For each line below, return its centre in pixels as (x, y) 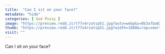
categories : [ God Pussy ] (33, 19)
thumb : (12, 28)
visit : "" (15, 32)
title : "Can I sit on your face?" (41, 10)
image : (12, 23)
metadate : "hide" (23, 14)
